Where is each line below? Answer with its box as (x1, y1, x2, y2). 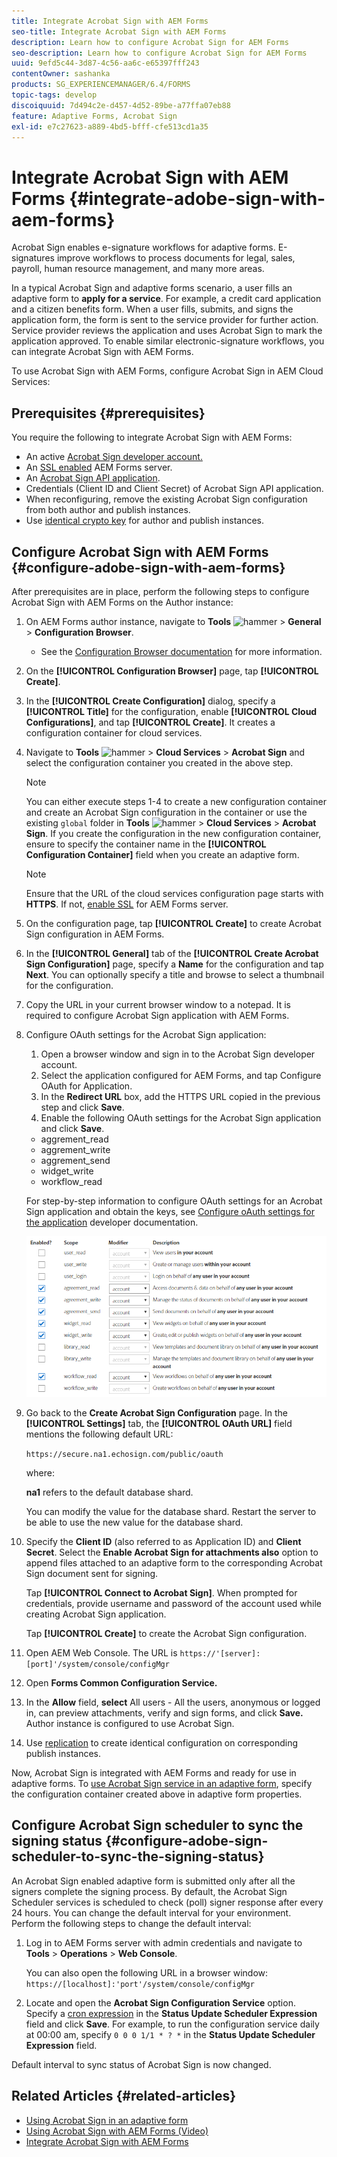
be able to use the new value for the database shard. (25, 1516, 244, 1528)
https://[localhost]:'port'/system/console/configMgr (25, 1979, 255, 1989)
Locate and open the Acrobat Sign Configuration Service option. (25, 1996, 296, 2009)
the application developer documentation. (25, 1216, 199, 1228)
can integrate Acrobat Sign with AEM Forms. (11, 346, 194, 358)
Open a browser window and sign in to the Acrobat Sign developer (40, 1048, 316, 1060)
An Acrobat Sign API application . (25, 472, 161, 484)
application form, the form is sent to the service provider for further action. (11, 314, 319, 326)
